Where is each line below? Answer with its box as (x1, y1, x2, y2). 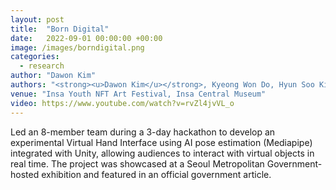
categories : (10, 52, 60, 62)
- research (19, 61, 65, 71)
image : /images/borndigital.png (10, 42, 145, 53)
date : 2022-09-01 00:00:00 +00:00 (10, 33, 163, 43)
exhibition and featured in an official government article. (41, 168, 272, 180)
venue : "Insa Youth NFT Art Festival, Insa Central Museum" (10, 89, 267, 99)
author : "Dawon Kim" (10, 71, 97, 81)
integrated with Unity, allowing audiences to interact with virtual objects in (10, 147, 315, 159)
